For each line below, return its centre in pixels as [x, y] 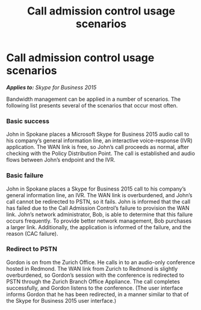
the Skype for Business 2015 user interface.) [61, 300]
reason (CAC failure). [32, 233]
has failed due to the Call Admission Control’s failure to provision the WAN [98, 208]
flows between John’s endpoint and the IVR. [61, 160]
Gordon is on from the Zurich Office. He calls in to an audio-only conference [101, 262]
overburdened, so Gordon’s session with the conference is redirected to [95, 275]
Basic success [28, 121]
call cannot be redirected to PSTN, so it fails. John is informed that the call [98, 201]
